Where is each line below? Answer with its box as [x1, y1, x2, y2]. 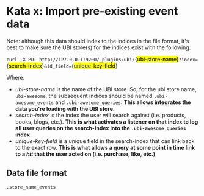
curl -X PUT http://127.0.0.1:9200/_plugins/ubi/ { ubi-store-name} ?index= [6, 55, 199, 63]
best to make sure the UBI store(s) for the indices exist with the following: [6, 44, 191, 51]
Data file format [6, 168, 67, 178]
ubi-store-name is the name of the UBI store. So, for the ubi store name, [15, 85, 197, 93]
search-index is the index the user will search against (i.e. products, [15, 111, 186, 119]
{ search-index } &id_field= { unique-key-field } [6, 62, 118, 69]
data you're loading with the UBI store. [15, 105, 115, 112]
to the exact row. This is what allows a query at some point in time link [15, 144, 195, 151]
